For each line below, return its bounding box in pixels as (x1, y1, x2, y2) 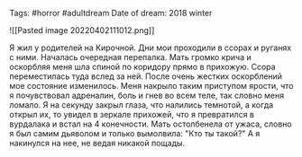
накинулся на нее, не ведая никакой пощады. (9, 138, 186, 148)
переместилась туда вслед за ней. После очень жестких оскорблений (9, 71, 282, 82)
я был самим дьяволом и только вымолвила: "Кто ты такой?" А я (9, 128, 261, 138)
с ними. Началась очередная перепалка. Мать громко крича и (9, 52, 252, 62)
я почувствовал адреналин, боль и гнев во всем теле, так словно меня (9, 90, 285, 100)
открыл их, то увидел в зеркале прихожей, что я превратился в (9, 109, 255, 119)
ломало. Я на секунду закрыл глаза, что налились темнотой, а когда (9, 100, 274, 110)
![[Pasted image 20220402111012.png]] (9, 25, 155, 35)
